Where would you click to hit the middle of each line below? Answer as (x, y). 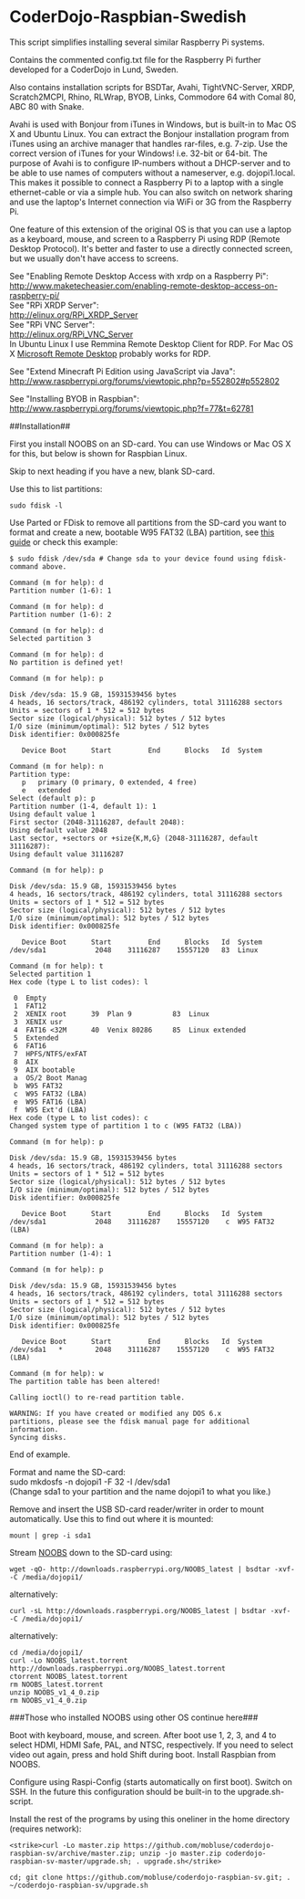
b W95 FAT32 (38, 1086)
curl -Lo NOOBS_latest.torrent (69, 1660)
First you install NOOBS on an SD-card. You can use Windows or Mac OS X (150, 444)
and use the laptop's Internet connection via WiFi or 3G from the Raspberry (151, 202)
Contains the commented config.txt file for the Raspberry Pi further (135, 59)
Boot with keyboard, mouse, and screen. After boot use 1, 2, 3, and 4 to (143, 1735)
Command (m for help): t (56, 966)
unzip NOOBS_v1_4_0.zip (55, 1692)
